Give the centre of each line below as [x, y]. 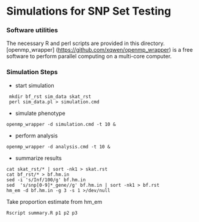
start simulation [34, 85]
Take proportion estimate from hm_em [54, 201]
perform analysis [36, 136]
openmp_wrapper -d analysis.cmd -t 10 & [59, 147]
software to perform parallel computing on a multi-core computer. [89, 57]
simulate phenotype [40, 113]
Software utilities [32, 30]
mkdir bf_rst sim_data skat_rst [50, 96]
